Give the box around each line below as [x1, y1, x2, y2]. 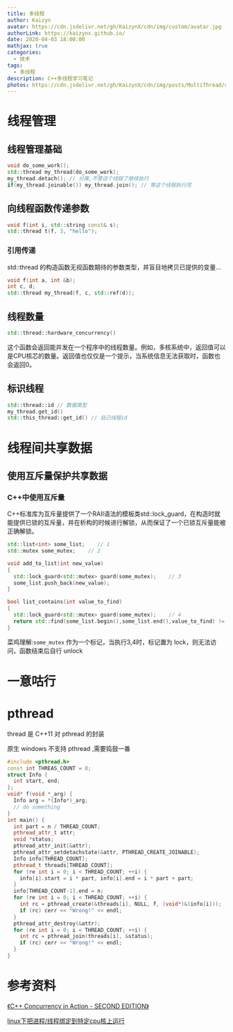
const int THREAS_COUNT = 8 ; [7, 765, 92, 772]
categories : [7, 49, 42, 56]
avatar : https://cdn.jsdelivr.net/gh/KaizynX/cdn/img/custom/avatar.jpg [7, 23, 222, 30]
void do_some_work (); [7, 162, 70, 169]
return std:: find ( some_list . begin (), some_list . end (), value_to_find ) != [13, 617, 225, 625]
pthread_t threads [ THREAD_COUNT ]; [13, 862, 113, 868]
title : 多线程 [7, 10, 45, 17]
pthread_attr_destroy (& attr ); [13, 920, 101, 927]
